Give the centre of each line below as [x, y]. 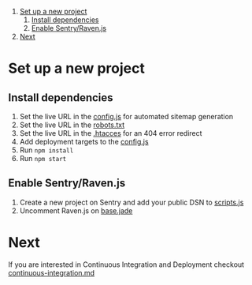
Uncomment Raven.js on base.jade [76, 210]
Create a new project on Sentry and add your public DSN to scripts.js [132, 202]
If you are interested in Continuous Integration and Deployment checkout [126, 264]
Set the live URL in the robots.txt [72, 125]
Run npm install [46, 150]
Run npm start [43, 158]
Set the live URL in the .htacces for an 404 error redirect [111, 133]
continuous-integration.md [52, 272]
